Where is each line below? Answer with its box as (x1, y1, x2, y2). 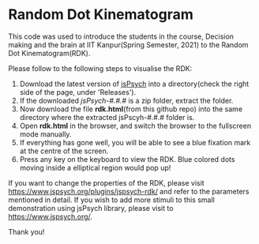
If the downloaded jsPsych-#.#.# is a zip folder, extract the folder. (19, 96, 234, 105)
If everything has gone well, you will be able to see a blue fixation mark (19, 137, 251, 147)
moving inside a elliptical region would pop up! (19, 163, 171, 172)
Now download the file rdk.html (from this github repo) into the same (19, 104, 243, 114)
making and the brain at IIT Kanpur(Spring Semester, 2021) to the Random (8, 39, 249, 49)
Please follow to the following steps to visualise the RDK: (8, 63, 193, 73)
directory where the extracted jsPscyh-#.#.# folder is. (19, 112, 195, 122)
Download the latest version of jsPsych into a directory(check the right (19, 79, 250, 88)
